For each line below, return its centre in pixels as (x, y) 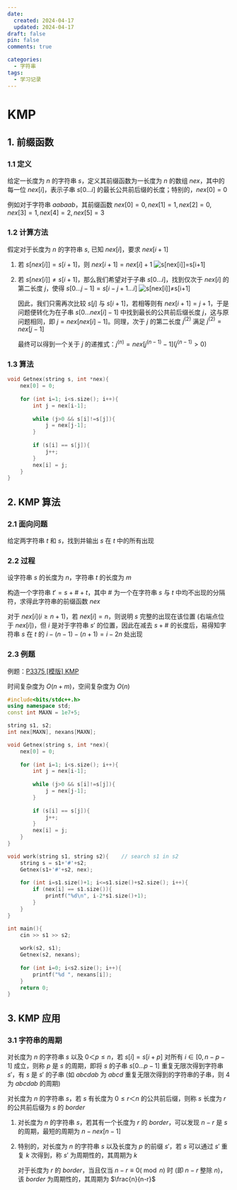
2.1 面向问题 (28, 523)
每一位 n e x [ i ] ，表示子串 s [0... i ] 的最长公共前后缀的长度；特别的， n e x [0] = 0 (117, 190)
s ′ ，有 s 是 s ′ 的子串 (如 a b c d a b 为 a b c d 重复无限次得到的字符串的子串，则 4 (118, 1075)
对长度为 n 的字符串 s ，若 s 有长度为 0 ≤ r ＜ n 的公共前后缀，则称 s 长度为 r (117, 1098)
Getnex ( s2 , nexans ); (50, 955)
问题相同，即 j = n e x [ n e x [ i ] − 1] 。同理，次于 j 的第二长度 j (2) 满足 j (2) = (119, 321)
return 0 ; (35, 988)
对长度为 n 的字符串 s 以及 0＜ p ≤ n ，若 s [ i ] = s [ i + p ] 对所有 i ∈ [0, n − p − (116, 1057)
